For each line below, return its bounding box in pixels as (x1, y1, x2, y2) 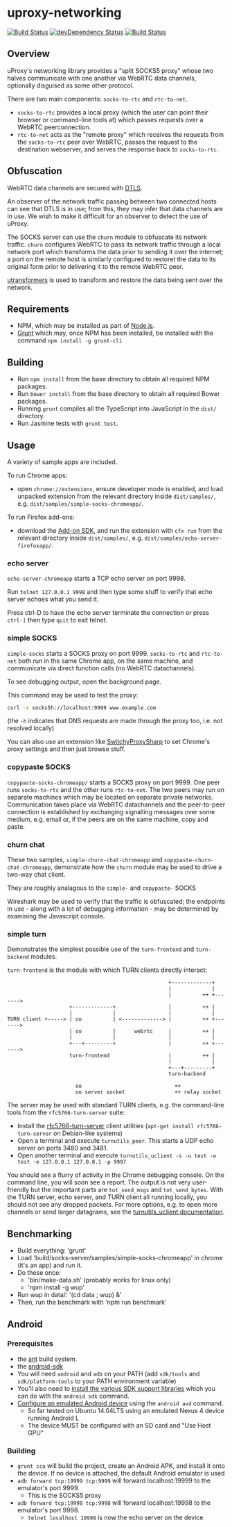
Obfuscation (7, 165, 62, 177)
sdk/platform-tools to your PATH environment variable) (17, 1377, 177, 1385)
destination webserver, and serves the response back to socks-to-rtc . (17, 145, 219, 154)
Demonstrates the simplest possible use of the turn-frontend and (7, 945, 195, 953)
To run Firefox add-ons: (7, 513, 75, 521)
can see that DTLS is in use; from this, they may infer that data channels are (7, 204, 224, 213)
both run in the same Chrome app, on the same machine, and (18, 657, 193, 665)
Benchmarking (7, 1228, 73, 1239)
